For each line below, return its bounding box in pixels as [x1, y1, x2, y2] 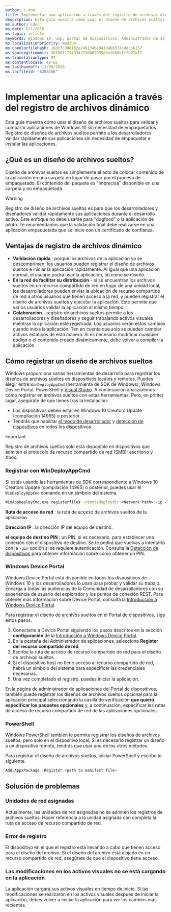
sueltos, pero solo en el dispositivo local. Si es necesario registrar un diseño [5, 737, 165, 743]
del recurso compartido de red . [12, 643, 80, 649]
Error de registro [5, 832, 47, 839]
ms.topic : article [5, 31, 44, 36]
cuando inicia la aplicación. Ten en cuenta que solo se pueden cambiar [12, 325, 162, 332]
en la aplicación [5, 874, 45, 881]
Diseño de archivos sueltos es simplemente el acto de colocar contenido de [5, 169, 164, 175]
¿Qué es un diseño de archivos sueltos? [5, 155, 134, 164]
